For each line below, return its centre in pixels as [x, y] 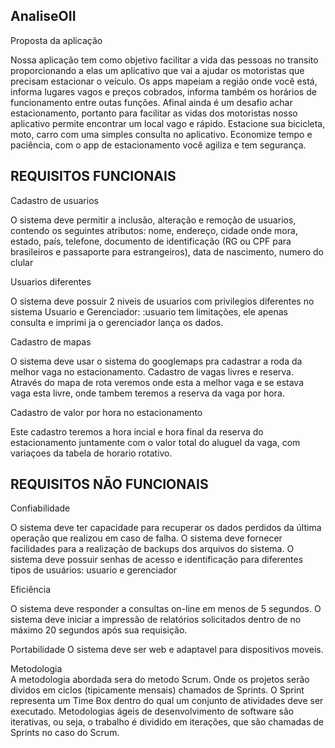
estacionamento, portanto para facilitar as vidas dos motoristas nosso [154, 113]
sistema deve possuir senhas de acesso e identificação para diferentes [157, 560]
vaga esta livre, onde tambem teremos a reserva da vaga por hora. [147, 393]
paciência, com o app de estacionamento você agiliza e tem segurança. [158, 145]
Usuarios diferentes [51, 281]
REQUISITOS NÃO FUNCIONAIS [109, 484]
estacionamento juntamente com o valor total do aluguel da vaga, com [155, 442]
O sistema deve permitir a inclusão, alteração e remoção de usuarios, [153, 220]
